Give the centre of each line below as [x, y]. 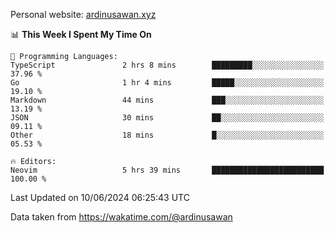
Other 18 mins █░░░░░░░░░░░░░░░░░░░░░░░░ [167, 135]
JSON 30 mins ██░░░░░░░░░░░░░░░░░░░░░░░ [167, 118]
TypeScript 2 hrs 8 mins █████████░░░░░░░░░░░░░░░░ [167, 65]
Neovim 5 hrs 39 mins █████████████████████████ [167, 170]
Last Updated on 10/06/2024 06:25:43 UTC [100, 197]
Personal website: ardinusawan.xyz [83, 14]
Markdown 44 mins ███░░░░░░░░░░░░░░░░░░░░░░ [167, 100]
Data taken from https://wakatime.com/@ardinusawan [121, 217]
